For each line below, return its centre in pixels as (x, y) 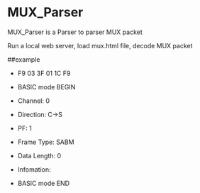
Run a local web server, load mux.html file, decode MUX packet (100, 45)
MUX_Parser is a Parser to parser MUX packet (75, 32)
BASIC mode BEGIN (46, 87)
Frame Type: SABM (46, 142)
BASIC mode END (43, 183)
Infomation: (34, 169)
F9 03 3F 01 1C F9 (44, 73)
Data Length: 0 (39, 155)
